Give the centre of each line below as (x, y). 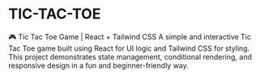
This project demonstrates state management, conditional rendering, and (130, 56)
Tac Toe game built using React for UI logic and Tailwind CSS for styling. (129, 48)
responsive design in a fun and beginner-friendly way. (98, 65)
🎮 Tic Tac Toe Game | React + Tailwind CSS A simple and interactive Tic (130, 36)
